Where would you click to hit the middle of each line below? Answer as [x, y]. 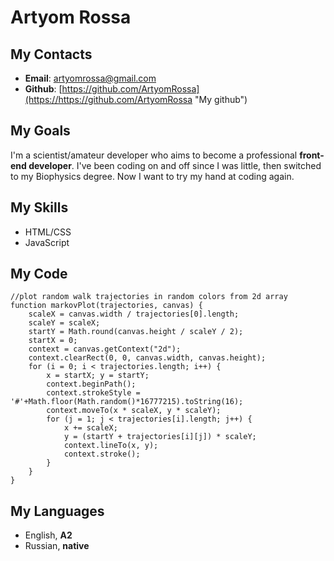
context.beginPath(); [91, 384]
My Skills [39, 207]
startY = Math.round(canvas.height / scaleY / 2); [136, 332]
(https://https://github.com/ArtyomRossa [108, 99]
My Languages [57, 511]
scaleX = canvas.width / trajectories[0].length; [134, 314]
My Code [39, 274]
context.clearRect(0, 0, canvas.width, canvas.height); [147, 358]
